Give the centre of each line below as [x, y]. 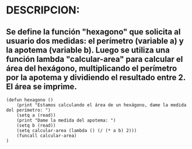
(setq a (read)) [36, 115]
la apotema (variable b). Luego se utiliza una [88, 50]
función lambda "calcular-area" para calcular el [95, 59]
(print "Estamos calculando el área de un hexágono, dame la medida [102, 105]
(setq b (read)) [36, 126]
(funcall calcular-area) [47, 136]
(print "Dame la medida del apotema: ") [66, 120]
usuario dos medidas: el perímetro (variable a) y [95, 41]
